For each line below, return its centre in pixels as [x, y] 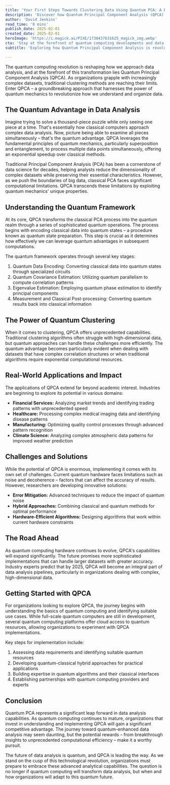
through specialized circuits [41, 272]
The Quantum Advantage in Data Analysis [73, 110]
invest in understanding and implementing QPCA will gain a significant [78, 724]
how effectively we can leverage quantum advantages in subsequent [77, 241]
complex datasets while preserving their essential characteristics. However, [84, 175]
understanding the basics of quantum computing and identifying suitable [81, 611]
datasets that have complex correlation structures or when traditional [77, 354]
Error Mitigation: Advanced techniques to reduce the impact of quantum [88, 495]
